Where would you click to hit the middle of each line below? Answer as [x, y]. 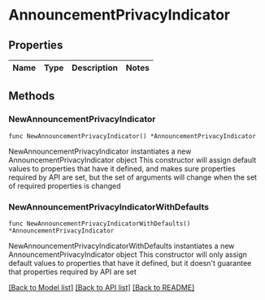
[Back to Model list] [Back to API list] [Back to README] [102, 287]
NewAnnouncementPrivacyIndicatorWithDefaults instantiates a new [122, 246]
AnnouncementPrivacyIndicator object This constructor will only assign [128, 254]
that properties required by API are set [72, 272]
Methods [32, 96]
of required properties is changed [65, 185]
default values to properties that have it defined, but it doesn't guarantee [130, 263]
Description [95, 68]
